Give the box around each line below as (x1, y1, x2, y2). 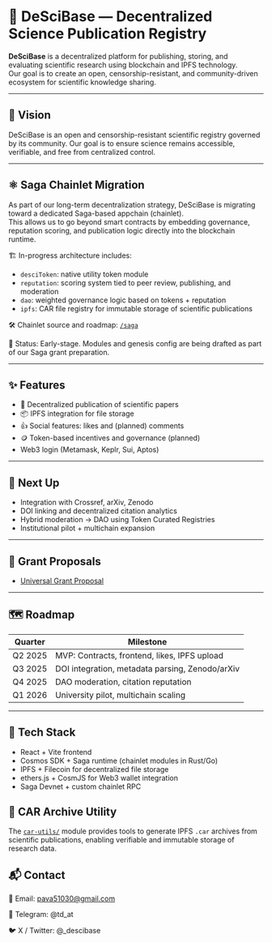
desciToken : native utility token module (19, 269, 149, 279)
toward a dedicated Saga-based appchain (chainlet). (8, 208, 185, 218)
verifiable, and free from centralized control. (8, 147, 156, 156)
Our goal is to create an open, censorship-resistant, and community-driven (8, 68, 258, 78)
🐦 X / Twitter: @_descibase (8, 926, 101, 936)
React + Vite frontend (19, 747, 92, 757)
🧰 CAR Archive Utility (8, 805, 117, 819)
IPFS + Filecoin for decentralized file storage (19, 764, 169, 774)
